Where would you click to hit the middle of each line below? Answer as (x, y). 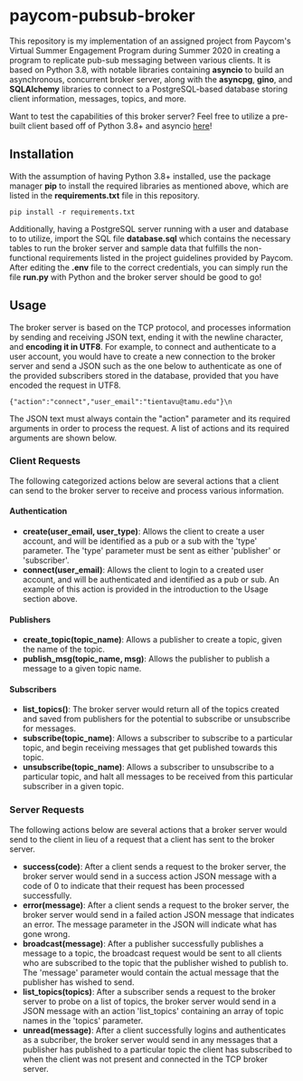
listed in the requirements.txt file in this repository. (105, 195)
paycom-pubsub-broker (103, 16)
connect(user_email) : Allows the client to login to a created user (143, 570)
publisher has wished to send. (78, 982)
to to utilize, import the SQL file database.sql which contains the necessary (150, 238)
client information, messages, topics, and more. (98, 98)
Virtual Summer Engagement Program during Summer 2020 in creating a (145, 50)
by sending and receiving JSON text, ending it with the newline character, (146, 337)
